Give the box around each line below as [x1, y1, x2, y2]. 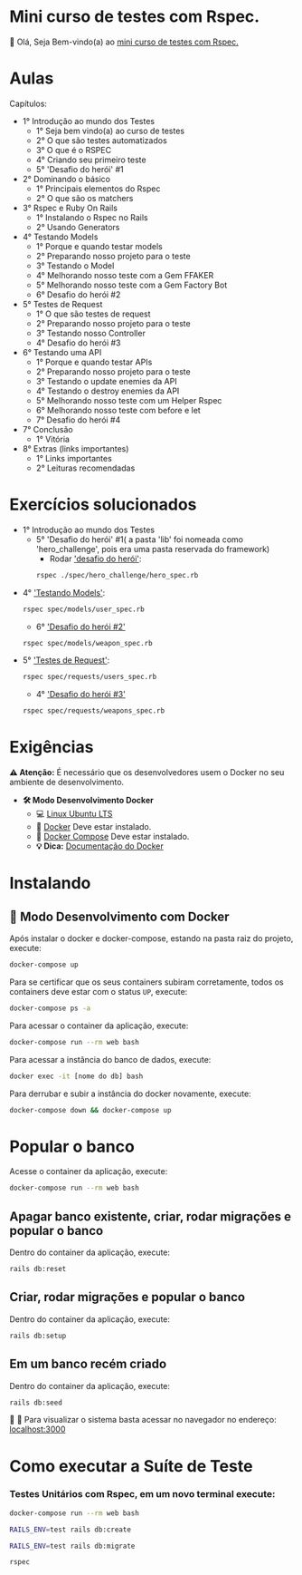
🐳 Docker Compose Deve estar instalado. [35, 831, 190, 842]
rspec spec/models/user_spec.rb [22, 605, 145, 614]
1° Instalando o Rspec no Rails [35, 211, 148, 223]
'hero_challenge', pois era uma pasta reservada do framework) [35, 543, 270, 554]
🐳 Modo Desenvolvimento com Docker [9, 909, 230, 924]
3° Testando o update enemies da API [35, 375, 178, 386]
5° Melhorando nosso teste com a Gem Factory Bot [35, 279, 228, 290]
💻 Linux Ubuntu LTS [35, 809, 113, 820]
